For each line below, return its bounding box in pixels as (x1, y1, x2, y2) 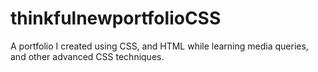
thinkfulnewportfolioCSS (10, 7, 222, 30)
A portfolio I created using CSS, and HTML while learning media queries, (10, 40, 309, 52)
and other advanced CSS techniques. (10, 50, 165, 62)
